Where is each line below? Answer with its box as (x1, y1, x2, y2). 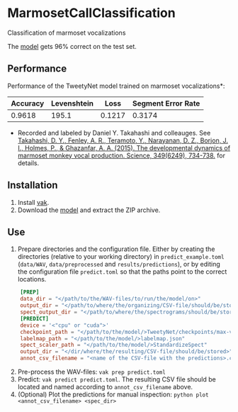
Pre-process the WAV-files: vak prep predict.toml (17, 367, 166, 376)
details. (17, 158, 40, 167)
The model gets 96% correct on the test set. (7, 42, 137, 50)
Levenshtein (50, 98, 94, 108)
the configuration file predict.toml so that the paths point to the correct (17, 267, 227, 276)
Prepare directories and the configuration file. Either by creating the (17, 245, 215, 253)
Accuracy (11, 98, 45, 108)
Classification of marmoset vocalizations (7, 28, 126, 37)
